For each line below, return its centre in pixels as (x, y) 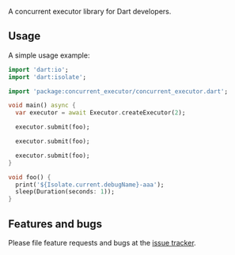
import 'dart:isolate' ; (47, 77)
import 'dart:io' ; (38, 69)
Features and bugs (55, 224)
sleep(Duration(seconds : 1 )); (65, 192)
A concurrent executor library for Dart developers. (90, 11)
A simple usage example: (49, 55)
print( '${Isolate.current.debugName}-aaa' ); (90, 185)
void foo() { (30, 177)
